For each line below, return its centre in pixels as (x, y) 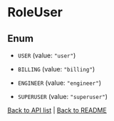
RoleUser (35, 12)
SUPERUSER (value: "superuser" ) (63, 97)
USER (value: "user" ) (47, 55)
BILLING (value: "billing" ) (56, 69)
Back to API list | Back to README (57, 110)
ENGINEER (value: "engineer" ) (59, 83)
